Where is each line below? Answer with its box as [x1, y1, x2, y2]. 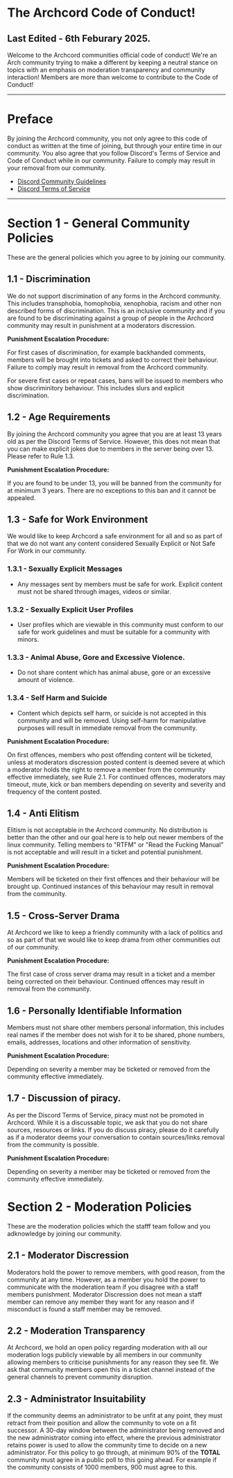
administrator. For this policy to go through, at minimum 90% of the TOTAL [7, 1448, 221, 1456]
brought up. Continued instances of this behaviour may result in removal [7, 882, 214, 890]
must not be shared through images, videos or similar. [17, 587, 171, 595]
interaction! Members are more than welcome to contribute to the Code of [7, 73, 218, 81]
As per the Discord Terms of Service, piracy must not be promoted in [7, 1111, 205, 1119]
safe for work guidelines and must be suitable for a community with [17, 627, 210, 636]
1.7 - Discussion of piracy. [7, 1093, 121, 1104]
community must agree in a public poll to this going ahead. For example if [7, 1456, 217, 1464]
